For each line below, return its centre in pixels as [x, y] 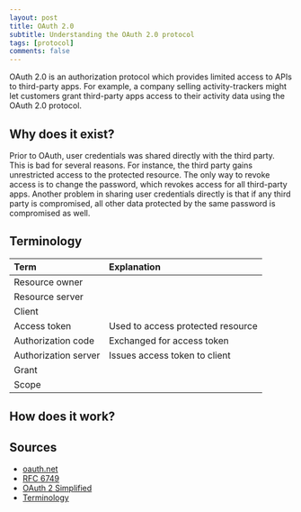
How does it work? [62, 417]
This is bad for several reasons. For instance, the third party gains [131, 165]
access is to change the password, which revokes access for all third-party [148, 184]
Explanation [135, 267]
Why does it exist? [62, 134]
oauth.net [40, 469]
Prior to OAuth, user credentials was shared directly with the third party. [142, 155]
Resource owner [49, 282]
